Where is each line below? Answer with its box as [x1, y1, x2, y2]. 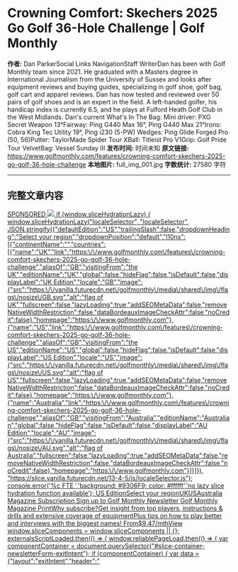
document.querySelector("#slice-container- [76, 541, 205, 550]
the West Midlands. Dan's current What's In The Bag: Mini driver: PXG [7, 112, 211, 121]
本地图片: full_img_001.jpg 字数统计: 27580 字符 [87, 160, 227, 168]
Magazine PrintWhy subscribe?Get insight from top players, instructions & [7, 504, 223, 512]
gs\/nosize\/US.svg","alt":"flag [7, 368, 96, 377]
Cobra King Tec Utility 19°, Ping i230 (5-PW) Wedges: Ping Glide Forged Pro [7, 128, 229, 136]
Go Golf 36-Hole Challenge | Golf [7, 20, 205, 36]
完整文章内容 [7, 189, 64, 202]
